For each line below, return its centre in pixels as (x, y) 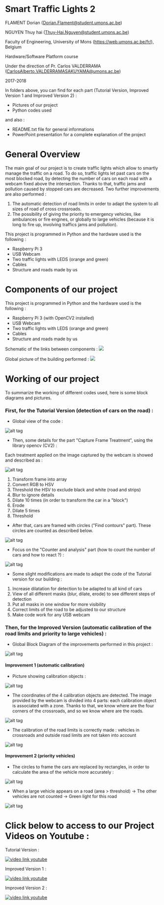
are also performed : (26, 194)
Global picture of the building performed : (47, 359)
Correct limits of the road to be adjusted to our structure (69, 610)
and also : (15, 119)
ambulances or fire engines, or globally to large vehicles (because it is (83, 219)
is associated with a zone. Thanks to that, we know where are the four (83, 705)
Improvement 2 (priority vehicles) (40, 756)
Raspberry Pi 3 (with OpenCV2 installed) (53, 318)
